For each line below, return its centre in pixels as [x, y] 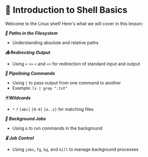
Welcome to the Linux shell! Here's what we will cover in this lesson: [74, 24]
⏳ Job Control [19, 138]
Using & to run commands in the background [57, 128]
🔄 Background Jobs [26, 118]
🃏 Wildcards [18, 98]
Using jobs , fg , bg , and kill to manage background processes [75, 149]
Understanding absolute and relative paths [55, 42]
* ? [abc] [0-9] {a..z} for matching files [53, 109]
